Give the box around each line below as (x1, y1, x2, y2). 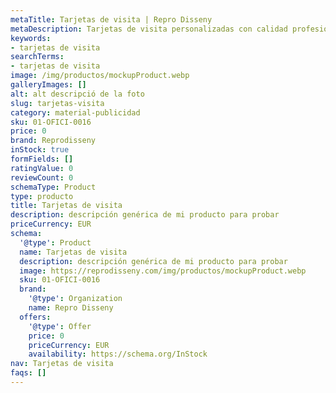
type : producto (10, 191, 74, 201)
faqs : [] (10, 368, 47, 378)
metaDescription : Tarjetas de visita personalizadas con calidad (10, 24, 288, 34)
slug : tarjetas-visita (10, 98, 105, 108)
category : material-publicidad (10, 107, 141, 118)
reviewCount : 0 (10, 172, 74, 183)
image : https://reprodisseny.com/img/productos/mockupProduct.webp (19, 266, 307, 276)
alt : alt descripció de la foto (10, 89, 145, 99)
